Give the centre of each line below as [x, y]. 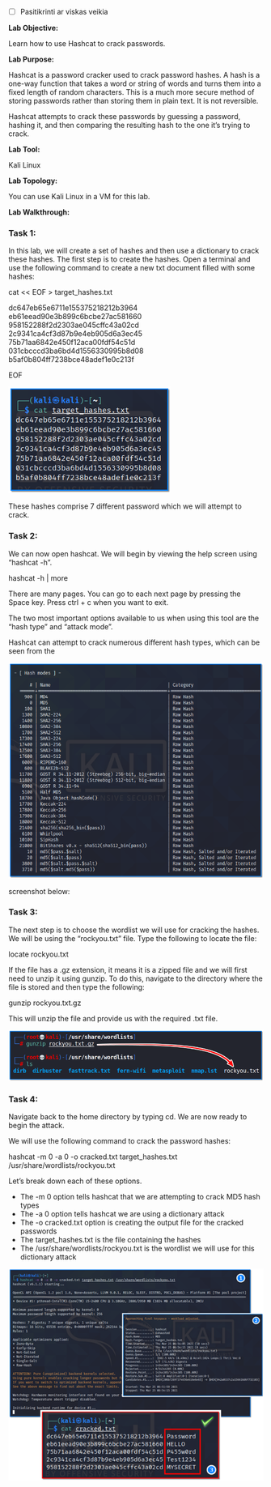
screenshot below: [39, 891]
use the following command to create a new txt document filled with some [132, 268]
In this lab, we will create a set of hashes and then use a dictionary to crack [134, 251]
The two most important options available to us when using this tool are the [134, 618]
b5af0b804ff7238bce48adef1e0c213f [72, 360]
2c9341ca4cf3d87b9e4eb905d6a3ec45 [76, 334]
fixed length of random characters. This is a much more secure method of [131, 92]
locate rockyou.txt [38, 954]
